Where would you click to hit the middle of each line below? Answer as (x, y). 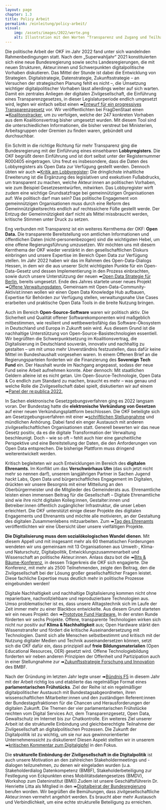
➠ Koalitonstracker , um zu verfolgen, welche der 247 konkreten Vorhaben (80, 115)
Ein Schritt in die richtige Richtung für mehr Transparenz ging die (71, 145)
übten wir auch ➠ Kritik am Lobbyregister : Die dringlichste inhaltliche (75, 172)
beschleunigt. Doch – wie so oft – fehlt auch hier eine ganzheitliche (73, 437)
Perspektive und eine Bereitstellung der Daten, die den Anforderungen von (81, 443)
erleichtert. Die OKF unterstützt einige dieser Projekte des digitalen (73, 510)
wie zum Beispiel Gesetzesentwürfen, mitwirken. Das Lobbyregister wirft (79, 187)
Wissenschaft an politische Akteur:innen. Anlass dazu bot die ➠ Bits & (76, 557)
